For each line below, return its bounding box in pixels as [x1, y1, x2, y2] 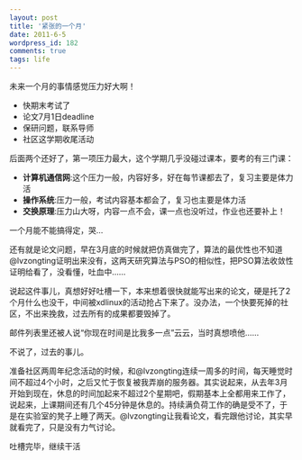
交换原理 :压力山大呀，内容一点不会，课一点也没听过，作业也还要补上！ [22, 206, 286, 216]
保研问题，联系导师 [22, 122, 95, 133]
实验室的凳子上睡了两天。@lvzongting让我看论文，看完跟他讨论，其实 [24, 410, 286, 421]
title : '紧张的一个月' [9, 22, 87, 31]
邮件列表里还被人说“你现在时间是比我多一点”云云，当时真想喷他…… [9, 328, 260, 338]
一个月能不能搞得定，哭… [9, 225, 104, 235]
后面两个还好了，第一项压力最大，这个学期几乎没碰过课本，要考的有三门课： [9, 153, 294, 163]
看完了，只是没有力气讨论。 [16, 422, 120, 432]
